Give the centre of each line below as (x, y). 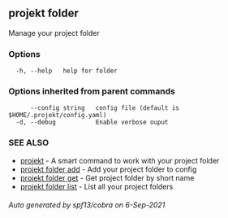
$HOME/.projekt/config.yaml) (58, 116)
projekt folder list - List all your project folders (97, 186)
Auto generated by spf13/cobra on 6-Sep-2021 (87, 205)
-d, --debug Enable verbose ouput (92, 122)
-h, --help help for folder (67, 71)
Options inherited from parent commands (92, 91)
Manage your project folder (54, 33)
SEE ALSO (29, 143)
